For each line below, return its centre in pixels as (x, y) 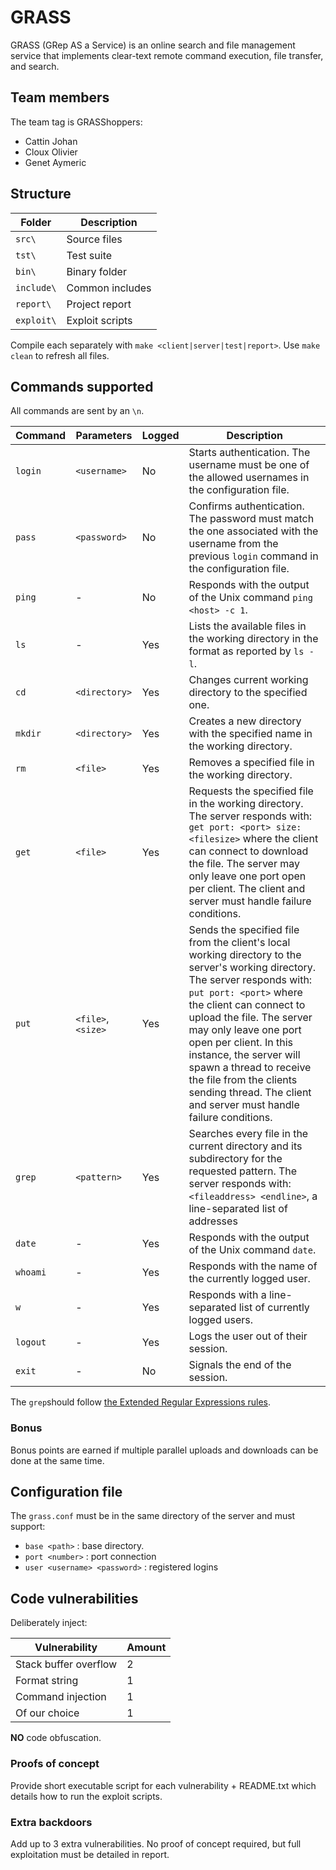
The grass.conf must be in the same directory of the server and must (153, 1516)
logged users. (221, 1320)
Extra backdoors (51, 1822)
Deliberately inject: (49, 1623)
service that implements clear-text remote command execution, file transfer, (167, 55)
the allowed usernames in (249, 478)
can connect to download (248, 851)
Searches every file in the (248, 1134)
